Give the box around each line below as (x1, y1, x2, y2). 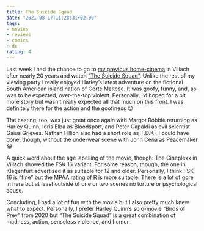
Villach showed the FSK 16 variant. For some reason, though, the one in (6, 160, 186, 168)
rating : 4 (6, 49, 32, 55)
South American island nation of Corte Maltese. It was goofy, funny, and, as (6, 85, 197, 92)
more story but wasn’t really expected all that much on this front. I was (6, 98, 184, 105)
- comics (6, 37, 29, 43)
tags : (6, 20, 20, 26)
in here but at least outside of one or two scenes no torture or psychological (6, 180, 198, 187)
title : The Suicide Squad (6, 9, 72, 15)
